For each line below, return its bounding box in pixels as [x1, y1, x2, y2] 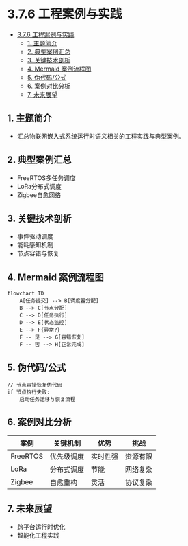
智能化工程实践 [16, 531, 59, 539]
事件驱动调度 [16, 232, 53, 240]
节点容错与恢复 [16, 249, 59, 258]
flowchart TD [7, 290, 44, 297]
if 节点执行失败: [7, 389, 50, 396]
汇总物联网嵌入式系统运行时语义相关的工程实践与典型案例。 [16, 132, 185, 140]
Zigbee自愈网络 [16, 190, 62, 199]
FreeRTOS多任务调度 [16, 173, 77, 182]
